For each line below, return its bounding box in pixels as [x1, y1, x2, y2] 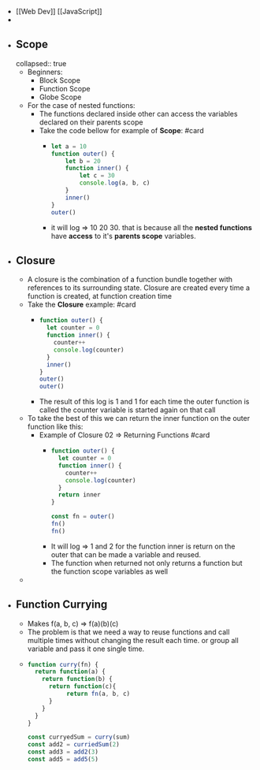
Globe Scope [39, 92, 82, 102]
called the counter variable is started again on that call [39, 405, 216, 415]
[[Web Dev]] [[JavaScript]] [15, 7, 102, 16]
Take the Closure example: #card [27, 299, 136, 310]
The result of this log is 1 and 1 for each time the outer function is [39, 397, 250, 407]
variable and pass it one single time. [27, 644, 145, 653]
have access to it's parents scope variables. [50, 231, 196, 240]
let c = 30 [79, 172, 116, 180]
